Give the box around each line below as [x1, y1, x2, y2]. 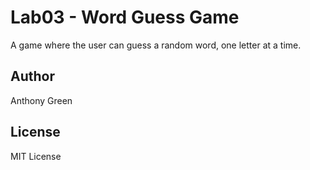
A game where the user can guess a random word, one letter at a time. [10, 39, 302, 51]
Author [10, 68, 55, 85]
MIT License [10, 150, 62, 162]
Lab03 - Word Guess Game [10, 6, 240, 29]
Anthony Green [10, 94, 73, 106]
